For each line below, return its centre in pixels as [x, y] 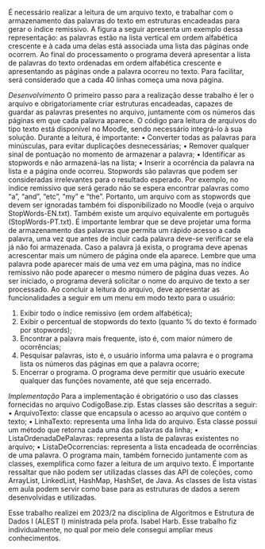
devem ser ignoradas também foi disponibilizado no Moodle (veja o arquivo [131, 205]
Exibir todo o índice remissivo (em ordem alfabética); [106, 313]
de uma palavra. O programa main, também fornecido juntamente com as [128, 455]
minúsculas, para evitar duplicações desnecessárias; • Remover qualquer [129, 146]
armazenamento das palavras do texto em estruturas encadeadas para [124, 21]
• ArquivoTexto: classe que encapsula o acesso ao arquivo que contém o [128, 413]
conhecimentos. [35, 538]
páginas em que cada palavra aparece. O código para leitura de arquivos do [132, 120]
